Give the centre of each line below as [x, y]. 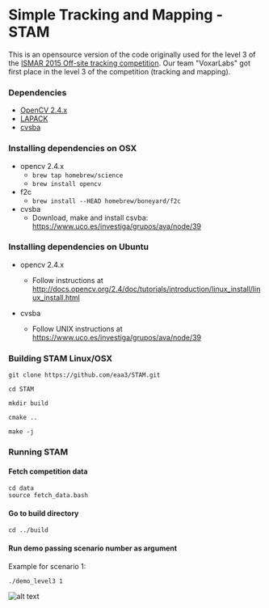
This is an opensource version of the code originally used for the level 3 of [132, 54]
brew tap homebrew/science [78, 175]
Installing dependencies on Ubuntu [79, 247]
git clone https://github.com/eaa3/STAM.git [84, 375]
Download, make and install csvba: [90, 217]
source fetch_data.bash [48, 496]
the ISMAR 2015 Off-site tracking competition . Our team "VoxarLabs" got [130, 63]
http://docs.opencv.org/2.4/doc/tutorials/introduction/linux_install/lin [146, 289]
